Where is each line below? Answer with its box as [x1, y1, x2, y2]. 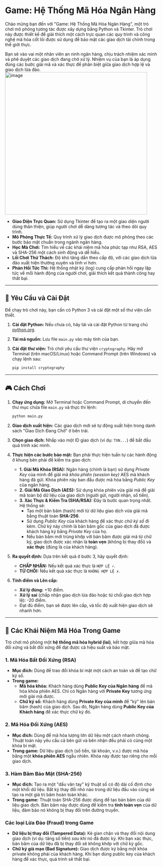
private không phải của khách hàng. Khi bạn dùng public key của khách [12, 851, 155, 857]
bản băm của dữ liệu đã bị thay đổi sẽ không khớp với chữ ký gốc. [12, 841, 144, 847]
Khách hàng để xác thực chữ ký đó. [19, 709, 92, 715]
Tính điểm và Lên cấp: [12, 577, 58, 584]
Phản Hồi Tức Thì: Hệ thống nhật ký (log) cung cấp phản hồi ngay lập [12, 265, 151, 271]
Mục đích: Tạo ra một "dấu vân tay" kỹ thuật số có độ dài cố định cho [12, 781, 152, 787]
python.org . [12, 327, 35, 332]
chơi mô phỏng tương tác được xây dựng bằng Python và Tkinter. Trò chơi [5, 26, 153, 32]
